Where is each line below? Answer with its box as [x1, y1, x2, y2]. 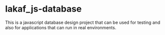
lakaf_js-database [5, 3, 82, 15]
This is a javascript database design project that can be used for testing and [5, 19, 161, 25]
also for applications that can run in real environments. [5, 24, 116, 30]
